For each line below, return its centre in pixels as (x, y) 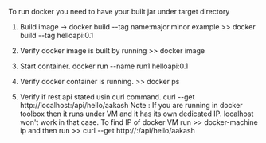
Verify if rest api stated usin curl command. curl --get (107, 97)
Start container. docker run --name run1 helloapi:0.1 (104, 66)
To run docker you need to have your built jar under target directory (119, 12)
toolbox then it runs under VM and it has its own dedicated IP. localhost (137, 114)
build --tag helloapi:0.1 (57, 35)
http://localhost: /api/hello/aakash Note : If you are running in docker (131, 105)
